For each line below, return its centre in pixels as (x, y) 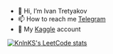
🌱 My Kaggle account (49, 29)
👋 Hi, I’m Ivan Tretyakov (52, 11)
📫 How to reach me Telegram (61, 19)
